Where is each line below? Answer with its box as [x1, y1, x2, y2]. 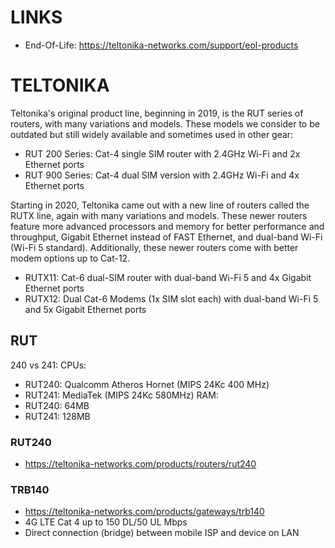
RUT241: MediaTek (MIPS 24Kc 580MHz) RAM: [24, 389, 219, 401]
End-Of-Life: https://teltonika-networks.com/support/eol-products [24, 39, 299, 51]
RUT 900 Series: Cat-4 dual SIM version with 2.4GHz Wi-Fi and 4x [24, 169, 300, 181]
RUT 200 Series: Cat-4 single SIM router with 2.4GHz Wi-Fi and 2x [24, 147, 301, 160]
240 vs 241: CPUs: [10, 359, 87, 371]
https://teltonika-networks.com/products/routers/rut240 [24, 457, 257, 470]
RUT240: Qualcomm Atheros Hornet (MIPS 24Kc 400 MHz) [24, 378, 270, 390]
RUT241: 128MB [24, 410, 91, 422]
